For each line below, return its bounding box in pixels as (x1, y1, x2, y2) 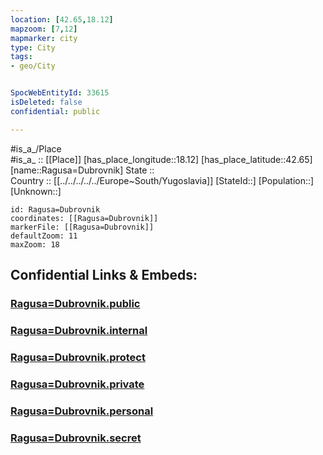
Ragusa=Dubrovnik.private (10, 377, 145, 391)
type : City (10, 42, 56, 53)
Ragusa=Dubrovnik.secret (10, 431, 142, 445)
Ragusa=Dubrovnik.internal (10, 323, 148, 337)
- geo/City (10, 61, 56, 71)
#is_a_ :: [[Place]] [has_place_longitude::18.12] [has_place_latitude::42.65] (10, 153, 313, 165)
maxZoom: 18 (10, 239, 60, 250)
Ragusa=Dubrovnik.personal (10, 404, 154, 418)
